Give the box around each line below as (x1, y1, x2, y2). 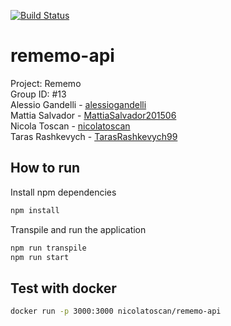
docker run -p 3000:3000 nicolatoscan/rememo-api (10, 306, 222, 317)
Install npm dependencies (10, 186, 117, 198)
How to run (10, 160, 81, 177)
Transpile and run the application (10, 223, 147, 235)
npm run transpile (10, 243, 87, 253)
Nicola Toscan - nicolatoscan (10, 120, 131, 132)
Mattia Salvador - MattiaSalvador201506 (10, 109, 177, 121)
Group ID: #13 (10, 88, 67, 100)
